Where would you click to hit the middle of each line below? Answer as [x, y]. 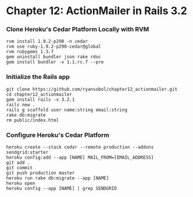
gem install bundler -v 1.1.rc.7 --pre [55, 62]
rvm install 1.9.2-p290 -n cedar [47, 42]
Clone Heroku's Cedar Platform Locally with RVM [78, 29]
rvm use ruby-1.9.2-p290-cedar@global [54, 47]
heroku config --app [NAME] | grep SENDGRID [61, 189]
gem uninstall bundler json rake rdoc [54, 57]
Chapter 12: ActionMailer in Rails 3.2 [96, 11]
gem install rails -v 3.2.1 [41, 99]
